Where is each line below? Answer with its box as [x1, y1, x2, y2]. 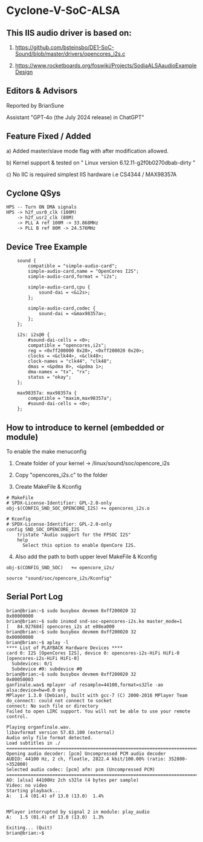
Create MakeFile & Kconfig [14, 483, 82, 491]
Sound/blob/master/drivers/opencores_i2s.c [14, 50, 126, 57]
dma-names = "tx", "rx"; [28, 369, 91, 375]
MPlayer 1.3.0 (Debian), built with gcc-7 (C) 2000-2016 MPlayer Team [6, 692, 188, 699]
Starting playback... [6, 788, 61, 794]
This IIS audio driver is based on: [6, 28, 132, 38]
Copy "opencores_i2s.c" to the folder [14, 471, 108, 478]
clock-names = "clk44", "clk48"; [28, 358, 112, 365]
